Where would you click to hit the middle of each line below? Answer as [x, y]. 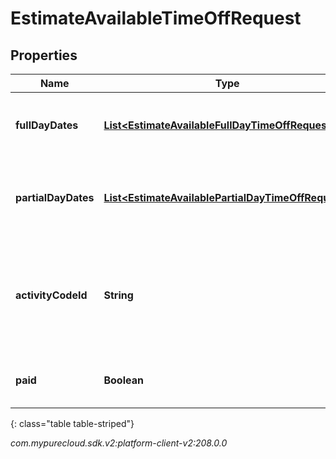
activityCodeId [51, 295]
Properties [44, 55]
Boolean [123, 380]
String [118, 295]
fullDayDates [47, 125]
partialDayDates [55, 197]
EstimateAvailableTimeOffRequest [156, 18]
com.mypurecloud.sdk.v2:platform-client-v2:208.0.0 [119, 443]
